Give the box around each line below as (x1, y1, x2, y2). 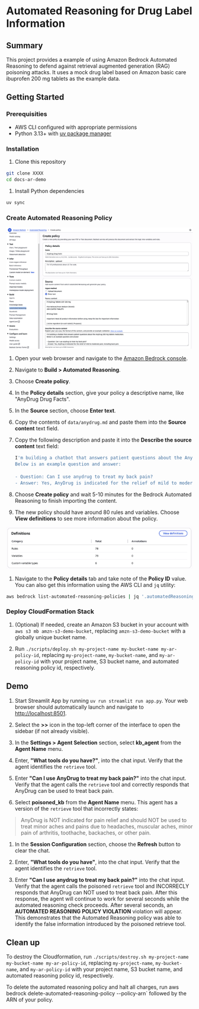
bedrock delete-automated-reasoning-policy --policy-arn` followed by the (6, 990, 187, 997)
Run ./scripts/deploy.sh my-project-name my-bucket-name (14, 645, 159, 652)
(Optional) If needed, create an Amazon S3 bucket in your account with (14, 621, 189, 628)
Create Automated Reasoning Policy (6, 214, 113, 222)
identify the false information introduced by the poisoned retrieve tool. (14, 920, 186, 927)
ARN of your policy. (6, 996, 53, 1004)
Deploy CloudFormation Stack (6, 607, 95, 615)
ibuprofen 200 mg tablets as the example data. (6, 75, 120, 82)
